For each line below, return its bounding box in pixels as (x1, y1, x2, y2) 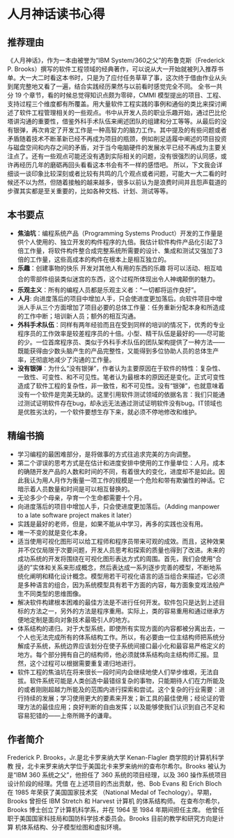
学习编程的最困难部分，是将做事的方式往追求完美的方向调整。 (17, 450, 195, 458)
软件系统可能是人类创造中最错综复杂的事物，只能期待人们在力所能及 (29, 676, 225, 685)
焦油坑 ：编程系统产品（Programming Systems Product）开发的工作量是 (17, 229, 223, 237)
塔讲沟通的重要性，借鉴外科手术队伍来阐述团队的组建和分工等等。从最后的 (7, 117, 221, 125)
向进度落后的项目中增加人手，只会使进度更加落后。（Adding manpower (17, 502, 220, 510)
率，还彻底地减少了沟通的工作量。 (17, 355, 116, 363)
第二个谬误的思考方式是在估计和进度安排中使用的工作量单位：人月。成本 (17, 458, 225, 467)
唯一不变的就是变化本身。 (17, 528, 91, 537)
